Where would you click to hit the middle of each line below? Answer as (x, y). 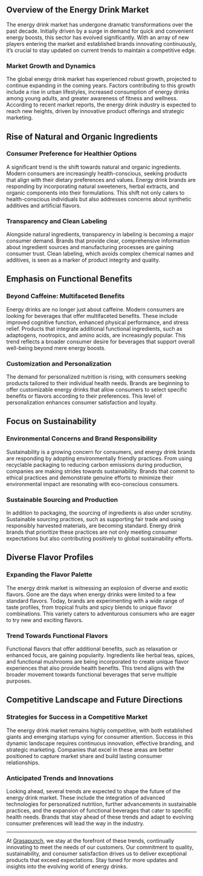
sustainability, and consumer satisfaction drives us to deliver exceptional (97, 854)
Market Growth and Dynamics (51, 66)
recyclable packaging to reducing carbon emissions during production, (95, 464)
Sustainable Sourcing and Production (62, 499)
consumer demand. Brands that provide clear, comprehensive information (98, 241)
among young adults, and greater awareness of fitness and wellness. (92, 99)
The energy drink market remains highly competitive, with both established (99, 730)
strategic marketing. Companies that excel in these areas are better (90, 750)
